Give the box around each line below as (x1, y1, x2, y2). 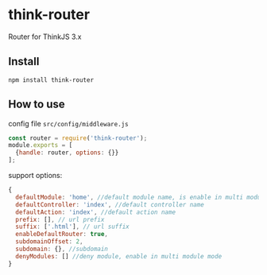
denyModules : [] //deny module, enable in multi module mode (15, 252, 222, 260)
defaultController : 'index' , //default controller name (15, 200, 204, 208)
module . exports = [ (8, 141, 73, 149)
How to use (8, 98, 65, 111)
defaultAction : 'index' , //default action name (15, 208, 176, 216)
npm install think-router (8, 76, 94, 84)
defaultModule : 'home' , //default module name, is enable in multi (15, 193, 244, 201)
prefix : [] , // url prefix (15, 215, 105, 223)
